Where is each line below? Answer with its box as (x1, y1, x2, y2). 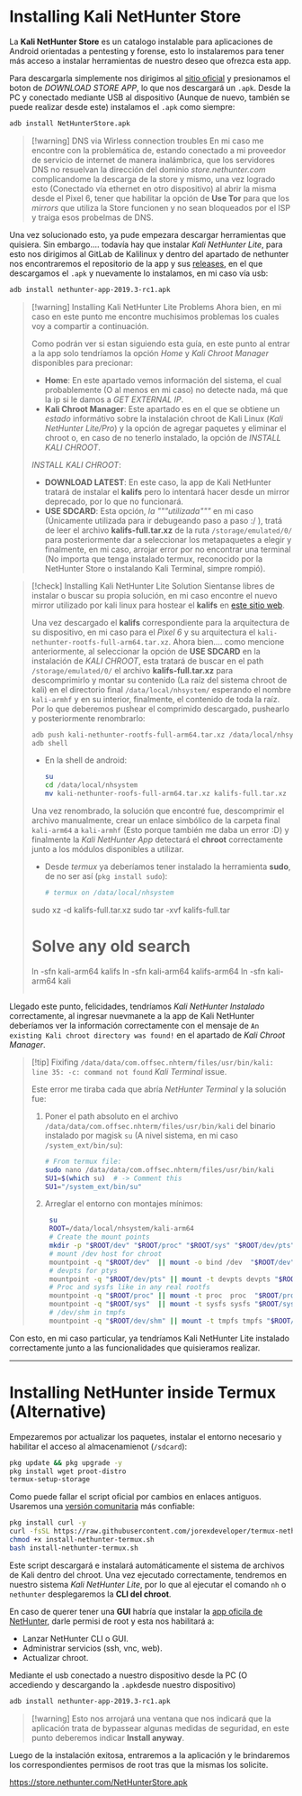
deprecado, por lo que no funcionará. (44, 496, 184, 507)
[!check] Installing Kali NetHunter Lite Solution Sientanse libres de (31, 580, 276, 591)
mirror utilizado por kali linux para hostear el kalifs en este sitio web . (31, 600, 285, 610)
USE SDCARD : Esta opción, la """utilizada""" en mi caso (44, 505, 254, 516)
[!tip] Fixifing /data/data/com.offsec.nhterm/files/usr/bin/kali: (31, 1057, 274, 1068)
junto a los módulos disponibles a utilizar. (31, 844, 184, 855)
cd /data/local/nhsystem (44, 781, 138, 790)
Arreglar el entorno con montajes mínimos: (44, 1198, 204, 1209)
